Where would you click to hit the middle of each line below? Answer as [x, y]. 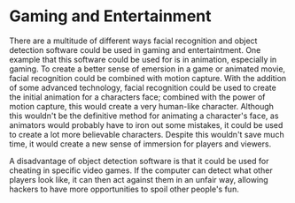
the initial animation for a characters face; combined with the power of [137, 97]
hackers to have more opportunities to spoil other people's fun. [124, 189]
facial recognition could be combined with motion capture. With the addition [148, 78]
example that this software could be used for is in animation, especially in [143, 59]
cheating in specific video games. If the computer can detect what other [141, 170]
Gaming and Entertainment [110, 16]
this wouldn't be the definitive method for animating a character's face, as [144, 116]
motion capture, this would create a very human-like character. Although [142, 106]
